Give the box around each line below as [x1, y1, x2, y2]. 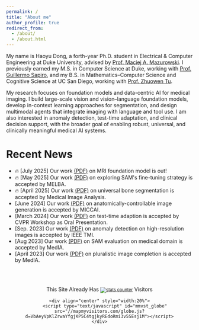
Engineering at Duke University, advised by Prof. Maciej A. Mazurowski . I [6, 59, 184, 66]
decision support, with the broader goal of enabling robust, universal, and [6, 121, 186, 127]
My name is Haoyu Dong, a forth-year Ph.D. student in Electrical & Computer [6, 53, 193, 59]
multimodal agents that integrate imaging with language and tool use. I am [6, 108, 187, 115]
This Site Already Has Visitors [46, 286, 153, 293]
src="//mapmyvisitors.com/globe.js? [54, 308, 145, 314]
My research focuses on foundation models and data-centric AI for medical [6, 89, 190, 96]
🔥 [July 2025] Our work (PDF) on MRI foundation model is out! [14, 167, 167, 174]
